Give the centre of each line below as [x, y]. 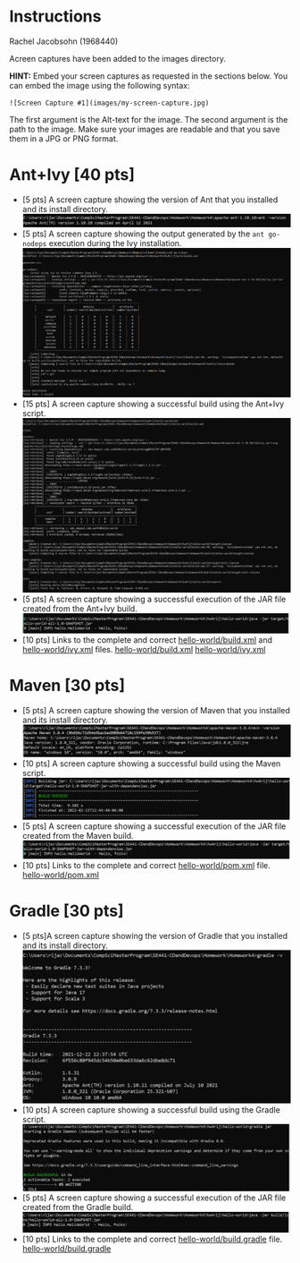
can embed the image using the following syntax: [100, 85]
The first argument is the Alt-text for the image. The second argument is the [149, 119]
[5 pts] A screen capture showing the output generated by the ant [143, 234]
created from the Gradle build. [78, 1208]
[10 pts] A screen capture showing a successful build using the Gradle [151, 1109]
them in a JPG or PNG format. [64, 138]
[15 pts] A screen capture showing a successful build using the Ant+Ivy [153, 404]
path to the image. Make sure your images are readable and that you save [145, 129]
